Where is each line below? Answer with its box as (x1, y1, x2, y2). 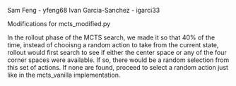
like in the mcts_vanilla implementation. (7, 70, 121, 79)
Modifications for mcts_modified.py (7, 20, 111, 27)
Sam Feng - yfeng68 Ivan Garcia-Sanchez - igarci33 (7, 6, 160, 14)
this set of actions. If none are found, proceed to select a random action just (7, 63, 228, 71)
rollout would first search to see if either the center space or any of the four (7, 49, 228, 56)
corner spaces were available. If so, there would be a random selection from (7, 56, 230, 64)
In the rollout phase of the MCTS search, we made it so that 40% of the (7, 33, 216, 42)
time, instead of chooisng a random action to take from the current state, (7, 41, 219, 49)
